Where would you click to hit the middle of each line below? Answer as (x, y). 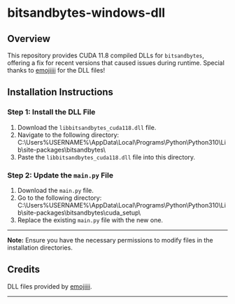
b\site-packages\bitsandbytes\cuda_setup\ (79, 212)
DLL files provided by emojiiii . (50, 286)
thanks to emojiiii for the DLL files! (56, 70)
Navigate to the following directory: (68, 135)
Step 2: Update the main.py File (60, 175)
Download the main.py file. (56, 190)
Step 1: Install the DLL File (51, 112)
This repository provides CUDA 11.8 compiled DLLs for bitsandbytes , (106, 55)
